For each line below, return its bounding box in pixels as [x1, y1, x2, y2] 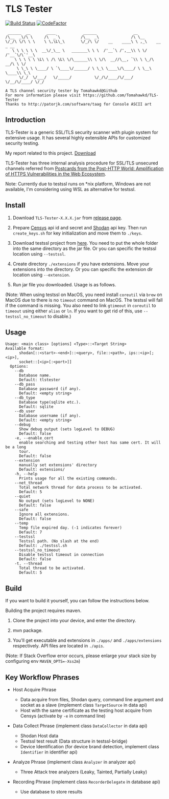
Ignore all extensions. [18, 512, 70, 517]
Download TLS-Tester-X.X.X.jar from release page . [12, 215, 123, 221]
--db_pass [14, 382, 36, 387]
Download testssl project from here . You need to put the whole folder [12, 240, 158, 246]
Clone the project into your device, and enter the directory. [12, 618, 136, 624]
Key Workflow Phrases [5, 673, 80, 682]
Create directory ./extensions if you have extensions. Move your [12, 261, 150, 267]
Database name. [18, 373, 52, 378]
